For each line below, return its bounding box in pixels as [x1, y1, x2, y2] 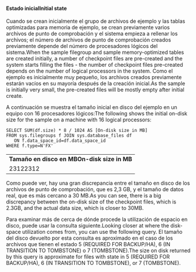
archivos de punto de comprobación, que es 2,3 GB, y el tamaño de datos [6, 186, 184, 193]
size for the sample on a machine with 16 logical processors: [6, 116, 152, 123]
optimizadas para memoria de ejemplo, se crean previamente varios [6, 24, 170, 31]
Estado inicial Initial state [6, 5, 67, 12]
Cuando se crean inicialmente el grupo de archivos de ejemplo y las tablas [6, 18, 185, 25]
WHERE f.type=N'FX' [6, 143, 54, 149]
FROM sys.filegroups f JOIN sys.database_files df [6, 132, 132, 139]
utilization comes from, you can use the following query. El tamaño [22, 229, 183, 236]
